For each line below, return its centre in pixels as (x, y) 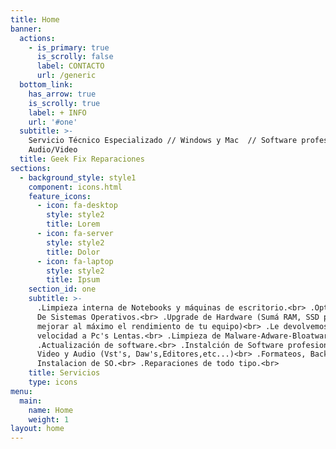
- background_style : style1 (78, 177)
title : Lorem (73, 224)
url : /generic (66, 76)
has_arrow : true (62, 94)
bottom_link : (46, 85)
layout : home (37, 429)
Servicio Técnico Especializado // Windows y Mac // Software (163, 141)
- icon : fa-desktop (77, 206)
